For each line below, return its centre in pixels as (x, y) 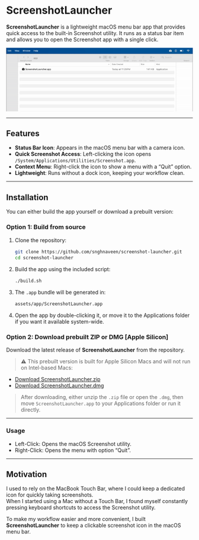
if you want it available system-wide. (60, 322)
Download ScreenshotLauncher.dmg (59, 386)
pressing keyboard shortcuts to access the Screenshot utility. (81, 508)
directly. (31, 410)
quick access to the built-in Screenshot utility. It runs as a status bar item (95, 33)
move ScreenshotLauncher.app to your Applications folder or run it (100, 404)
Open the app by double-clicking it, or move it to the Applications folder (102, 315)
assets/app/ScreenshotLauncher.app (59, 304)
